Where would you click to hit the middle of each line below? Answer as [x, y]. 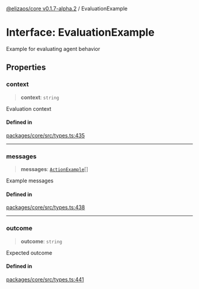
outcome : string [41, 241]
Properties [26, 68]
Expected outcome [29, 253]
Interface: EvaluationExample [81, 33]
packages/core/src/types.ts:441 [45, 279]
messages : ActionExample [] [54, 169]
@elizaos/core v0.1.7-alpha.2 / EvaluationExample [67, 9]
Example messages [30, 181]
